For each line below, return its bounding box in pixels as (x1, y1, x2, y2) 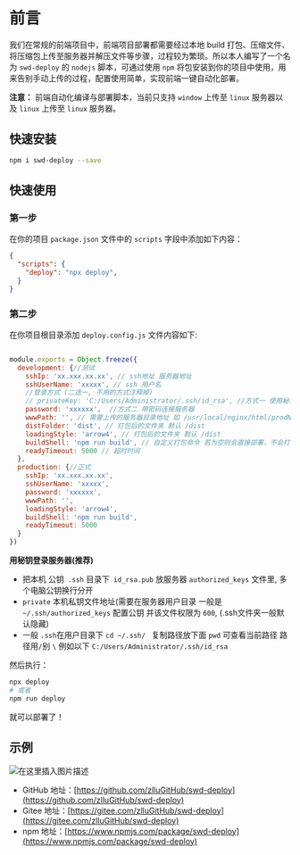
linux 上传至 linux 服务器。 (19, 103, 121, 113)
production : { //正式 (17, 463, 91, 472)
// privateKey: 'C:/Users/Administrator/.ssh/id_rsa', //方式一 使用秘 (25, 396, 289, 406)
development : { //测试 (17, 363, 96, 372)
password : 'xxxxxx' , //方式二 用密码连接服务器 (25, 405, 195, 414)
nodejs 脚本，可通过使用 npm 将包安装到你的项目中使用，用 (71, 62, 287, 72)
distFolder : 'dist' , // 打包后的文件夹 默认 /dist (25, 421, 205, 430)
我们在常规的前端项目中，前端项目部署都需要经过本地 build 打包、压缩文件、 (9, 39, 290, 50)
